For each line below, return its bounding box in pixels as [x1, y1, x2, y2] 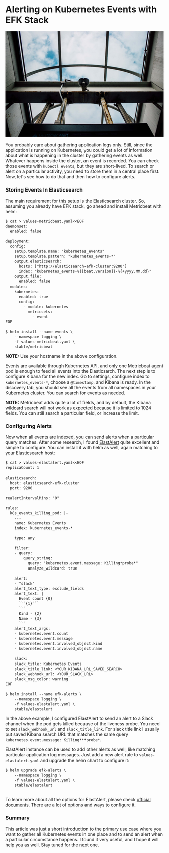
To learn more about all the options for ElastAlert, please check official [5, 797, 151, 803]
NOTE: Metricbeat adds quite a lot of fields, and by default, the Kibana [5, 399, 151, 405]
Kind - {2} [18, 611, 42, 616]
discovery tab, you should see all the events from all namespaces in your [5, 384, 156, 390]
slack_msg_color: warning [14, 677, 69, 682]
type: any [14, 536, 35, 541]
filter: [14, 546, 30, 551]
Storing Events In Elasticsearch [5, 186, 83, 193]
